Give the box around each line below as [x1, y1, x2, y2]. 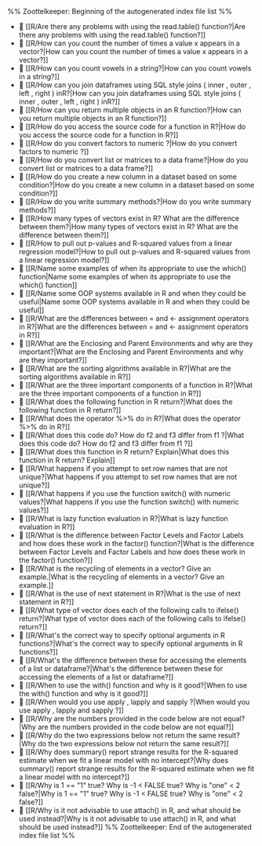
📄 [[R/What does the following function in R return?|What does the [18, 397, 233, 407]
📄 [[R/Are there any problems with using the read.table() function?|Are [18, 22, 246, 31]
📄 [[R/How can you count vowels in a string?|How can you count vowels [18, 64, 252, 73]
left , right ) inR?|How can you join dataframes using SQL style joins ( [18, 89, 241, 97]
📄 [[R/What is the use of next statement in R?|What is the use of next [18, 589, 241, 598]
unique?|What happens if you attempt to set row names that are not [18, 472, 237, 481]
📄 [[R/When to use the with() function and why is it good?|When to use [18, 680, 248, 690]
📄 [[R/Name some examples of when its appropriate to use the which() [18, 264, 247, 273]
